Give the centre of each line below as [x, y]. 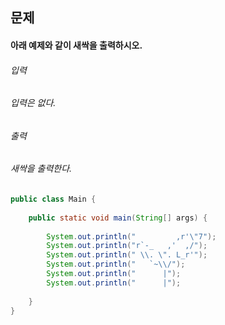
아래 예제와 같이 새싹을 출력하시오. [76, 45]
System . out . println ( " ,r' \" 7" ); [131, 236]
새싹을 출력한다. [41, 169]
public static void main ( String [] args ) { [118, 218]
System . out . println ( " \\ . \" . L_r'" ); [127, 255]
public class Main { [53, 199]
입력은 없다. [33, 103]
